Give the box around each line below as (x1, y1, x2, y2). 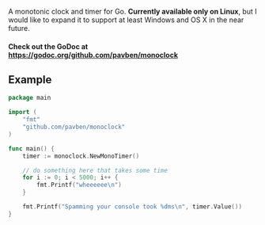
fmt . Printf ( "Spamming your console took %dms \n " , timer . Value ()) (22, 203, 243, 211)
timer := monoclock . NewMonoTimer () (22, 152, 140, 160)
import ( (8, 109, 37, 116)
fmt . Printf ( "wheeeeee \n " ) (36, 181, 123, 189)
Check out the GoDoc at (8, 41, 89, 51)
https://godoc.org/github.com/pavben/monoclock (8, 50, 179, 59)
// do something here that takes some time (22, 166, 168, 174)
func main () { (8, 144, 55, 153)
